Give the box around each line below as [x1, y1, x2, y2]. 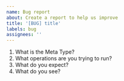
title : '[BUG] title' [6, 20, 61, 26]
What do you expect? [15, 62, 69, 69]
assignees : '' [6, 32, 43, 38]
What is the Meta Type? [15, 48, 75, 55]
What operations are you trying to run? [15, 55, 112, 62]
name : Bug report [6, 9, 50, 15]
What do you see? [15, 68, 61, 75]
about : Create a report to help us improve [6, 15, 119, 21]
